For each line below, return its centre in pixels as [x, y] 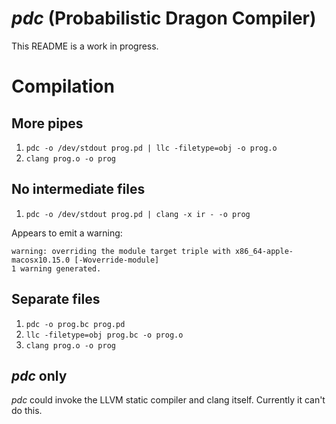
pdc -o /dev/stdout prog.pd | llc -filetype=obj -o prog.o [151, 148]
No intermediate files [78, 189]
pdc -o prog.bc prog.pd [75, 324]
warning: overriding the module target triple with [121, 251]
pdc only [39, 375]
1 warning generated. [56, 268]
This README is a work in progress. [85, 46]
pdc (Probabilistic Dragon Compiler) [164, 18]
